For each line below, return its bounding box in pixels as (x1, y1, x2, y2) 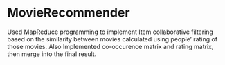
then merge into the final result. (7, 50, 97, 58)
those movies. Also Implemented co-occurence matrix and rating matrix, (7, 42, 214, 50)
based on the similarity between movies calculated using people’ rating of (7, 35, 218, 43)
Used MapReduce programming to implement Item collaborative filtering (7, 28, 213, 36)
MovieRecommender (7, 5, 130, 21)
